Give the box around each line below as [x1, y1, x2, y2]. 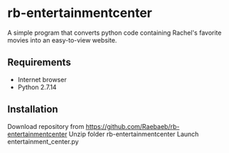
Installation [7, 103, 58, 115]
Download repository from [7, 122, 85, 130]
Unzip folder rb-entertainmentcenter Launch [68, 130, 199, 138]
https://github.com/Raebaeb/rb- [85, 122, 180, 130]
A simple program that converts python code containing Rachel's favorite [7, 28, 222, 37]
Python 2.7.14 [17, 83, 57, 91]
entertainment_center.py [7, 137, 79, 146]
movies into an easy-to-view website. [7, 35, 117, 44]
